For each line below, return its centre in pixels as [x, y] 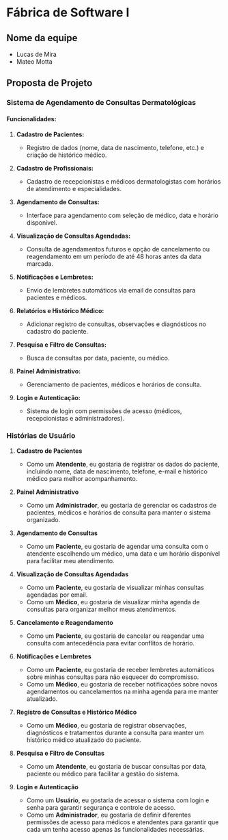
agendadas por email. [57, 595]
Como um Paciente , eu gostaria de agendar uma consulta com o [117, 546]
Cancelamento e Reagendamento [65, 622]
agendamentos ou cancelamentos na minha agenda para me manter [123, 691]
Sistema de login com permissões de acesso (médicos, [104, 411]
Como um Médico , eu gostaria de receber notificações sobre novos [122, 684]
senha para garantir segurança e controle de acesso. [101, 807]
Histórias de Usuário [41, 436]
